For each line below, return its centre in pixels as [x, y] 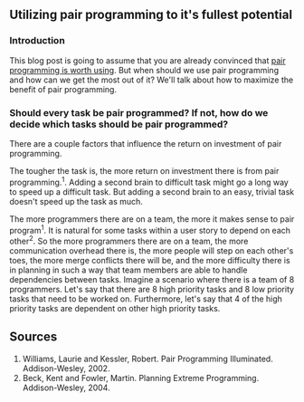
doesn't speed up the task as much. [76, 201]
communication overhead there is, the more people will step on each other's [152, 250]
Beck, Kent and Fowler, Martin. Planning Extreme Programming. [141, 378]
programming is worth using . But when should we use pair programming [144, 70]
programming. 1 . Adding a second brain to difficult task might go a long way [149, 181]
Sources [33, 337]
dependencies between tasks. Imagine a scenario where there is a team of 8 [152, 279]
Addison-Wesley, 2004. [66, 388]
